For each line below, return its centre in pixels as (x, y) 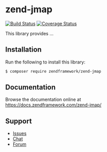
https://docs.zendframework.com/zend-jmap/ (53, 105)
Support (19, 121)
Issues (20, 134)
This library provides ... (29, 33)
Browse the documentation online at (43, 100)
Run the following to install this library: (45, 62)
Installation (23, 50)
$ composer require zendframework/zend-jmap (53, 71)
